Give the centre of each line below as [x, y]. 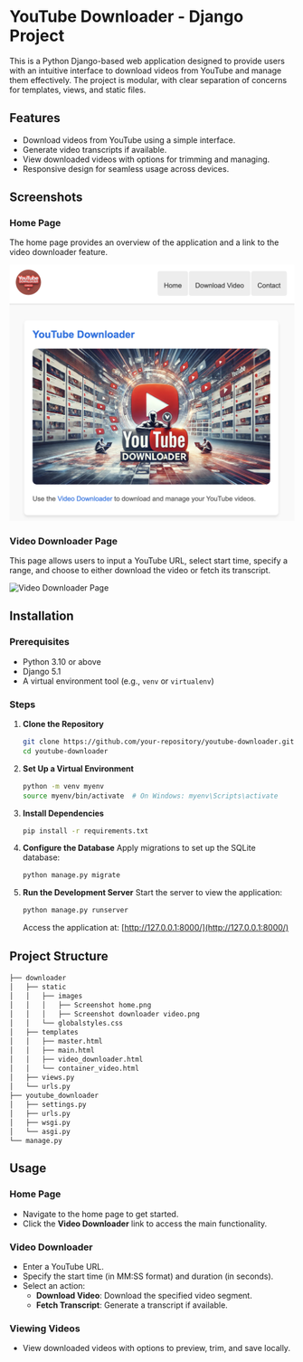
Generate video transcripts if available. [95, 149]
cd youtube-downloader [65, 751]
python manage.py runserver [75, 911]
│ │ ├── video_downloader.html [76, 1059]
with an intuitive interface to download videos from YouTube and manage [146, 71]
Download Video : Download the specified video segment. [144, 1295]
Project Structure [59, 956]
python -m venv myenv [63, 786]
